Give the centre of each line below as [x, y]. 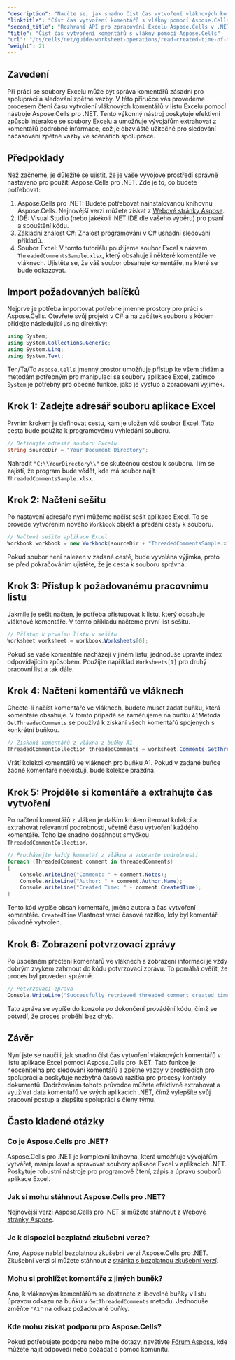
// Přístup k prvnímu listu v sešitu [62, 634]
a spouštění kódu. [43, 225]
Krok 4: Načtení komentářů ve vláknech [95, 691]
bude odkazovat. [42, 270]
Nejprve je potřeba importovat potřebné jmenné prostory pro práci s [105, 309]
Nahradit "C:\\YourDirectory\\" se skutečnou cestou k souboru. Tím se [111, 463]
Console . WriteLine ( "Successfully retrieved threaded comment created [111, 995]
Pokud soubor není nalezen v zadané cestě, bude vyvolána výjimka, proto [114, 557]
